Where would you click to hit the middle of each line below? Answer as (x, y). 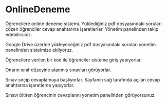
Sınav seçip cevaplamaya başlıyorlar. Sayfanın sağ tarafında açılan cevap (83, 79)
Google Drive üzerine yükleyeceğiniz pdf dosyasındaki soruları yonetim (81, 44)
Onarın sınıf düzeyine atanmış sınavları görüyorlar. (58, 70)
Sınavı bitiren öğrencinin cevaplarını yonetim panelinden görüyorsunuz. (80, 95)
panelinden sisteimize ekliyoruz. (39, 50)
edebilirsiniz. (19, 34)
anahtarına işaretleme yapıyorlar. (40, 85)
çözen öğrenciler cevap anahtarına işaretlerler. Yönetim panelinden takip (82, 29)
